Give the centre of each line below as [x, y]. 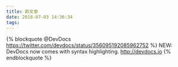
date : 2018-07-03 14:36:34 [39, 17]
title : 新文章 [22, 11]
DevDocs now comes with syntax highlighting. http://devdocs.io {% [88, 52]
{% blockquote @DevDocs [39, 39]
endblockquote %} [29, 58]
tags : [13, 22]
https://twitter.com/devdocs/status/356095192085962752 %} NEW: [89, 45]
